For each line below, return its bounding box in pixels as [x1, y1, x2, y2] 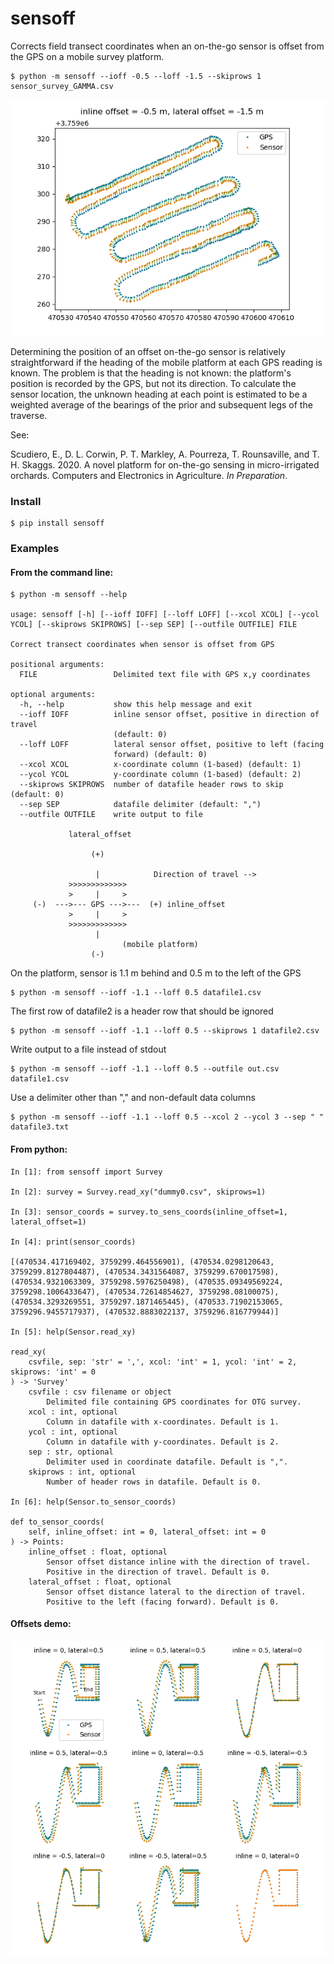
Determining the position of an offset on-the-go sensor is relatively [10, 345, 286, 357]
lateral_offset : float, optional [28, 1577, 172, 1587]
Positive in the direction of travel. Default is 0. [46, 1567, 271, 1577]
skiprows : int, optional [28, 1467, 137, 1477]
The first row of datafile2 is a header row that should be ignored [10, 1005, 274, 1017]
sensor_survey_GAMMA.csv [10, 81, 114, 91]
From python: [10, 1143, 68, 1155]
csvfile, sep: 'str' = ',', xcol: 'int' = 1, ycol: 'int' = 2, [28, 1357, 298, 1367]
